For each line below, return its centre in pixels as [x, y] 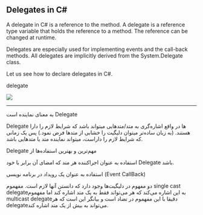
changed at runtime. [31, 37]
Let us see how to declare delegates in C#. [60, 74]
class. [14, 62]
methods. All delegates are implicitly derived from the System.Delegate [95, 55]
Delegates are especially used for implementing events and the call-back [97, 49]
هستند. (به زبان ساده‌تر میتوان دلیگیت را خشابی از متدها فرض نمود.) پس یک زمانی [98, 132]
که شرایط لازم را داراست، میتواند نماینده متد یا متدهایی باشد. [75, 139]
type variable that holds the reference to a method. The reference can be [97, 31]
